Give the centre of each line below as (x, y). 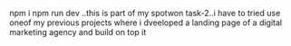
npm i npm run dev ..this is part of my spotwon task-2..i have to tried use (145, 13)
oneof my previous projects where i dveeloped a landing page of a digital (146, 23)
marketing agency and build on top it (78, 32)
